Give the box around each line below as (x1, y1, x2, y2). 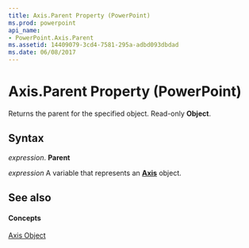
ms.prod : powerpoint (8, 19, 77, 27)
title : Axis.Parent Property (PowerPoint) (8, 11, 151, 20)
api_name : (8, 26, 41, 34)
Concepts (8, 213, 41, 223)
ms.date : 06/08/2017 (8, 48, 77, 56)
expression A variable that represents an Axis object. (8, 168, 182, 177)
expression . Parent (8, 152, 71, 162)
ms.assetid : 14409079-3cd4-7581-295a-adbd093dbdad (8, 41, 179, 49)
